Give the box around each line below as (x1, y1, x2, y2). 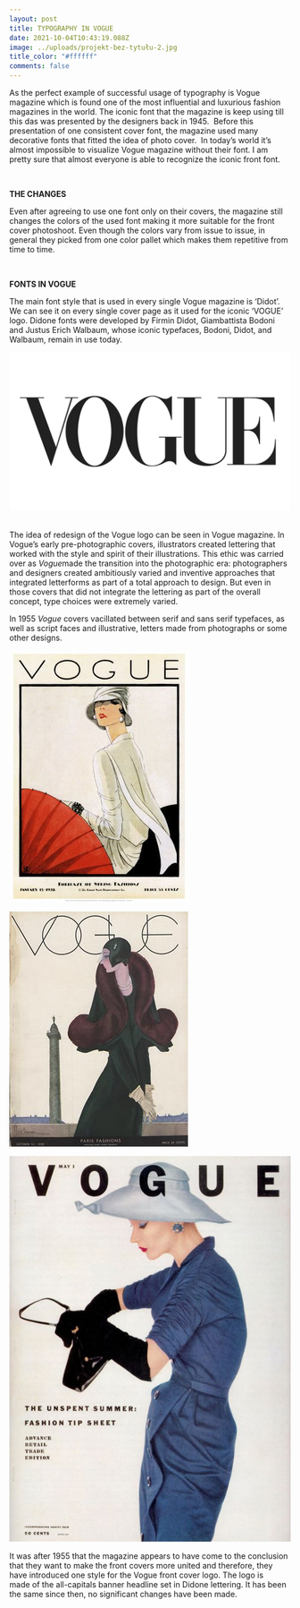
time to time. (9, 244, 55, 254)
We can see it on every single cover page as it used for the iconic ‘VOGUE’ (9, 305, 284, 316)
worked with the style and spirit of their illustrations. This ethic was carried (9, 548, 284, 559)
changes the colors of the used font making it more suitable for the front (9, 216, 275, 226)
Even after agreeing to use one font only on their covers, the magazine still (9, 206, 283, 217)
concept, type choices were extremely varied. (9, 595, 179, 606)
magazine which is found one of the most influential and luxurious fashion (9, 97, 281, 107)
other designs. (9, 632, 62, 643)
